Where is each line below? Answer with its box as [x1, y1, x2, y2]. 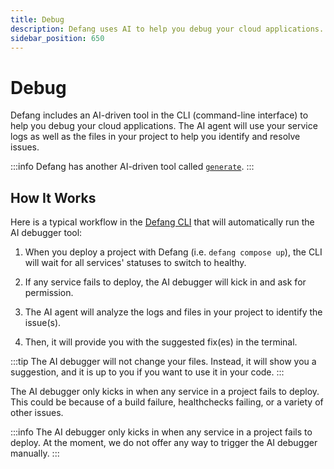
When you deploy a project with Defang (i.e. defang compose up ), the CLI [24, 246, 323, 258]
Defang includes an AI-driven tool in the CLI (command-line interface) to [10, 109, 309, 121]
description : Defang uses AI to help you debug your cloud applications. [10, 24, 325, 34]
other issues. [10, 407, 64, 419]
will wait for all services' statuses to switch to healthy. [24, 257, 247, 269]
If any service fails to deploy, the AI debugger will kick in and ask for [24, 276, 307, 288]
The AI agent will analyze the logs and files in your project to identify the [24, 306, 323, 318]
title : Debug [10, 14, 65, 25]
